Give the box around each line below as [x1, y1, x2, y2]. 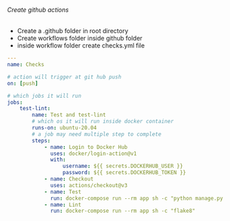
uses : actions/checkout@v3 [50, 182, 128, 189]
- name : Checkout [43, 176, 94, 182]
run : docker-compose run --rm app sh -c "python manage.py [50, 195, 224, 202]
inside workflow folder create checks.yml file [17, 41, 145, 50]
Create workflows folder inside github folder [17, 34, 143, 43]
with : [50, 156, 67, 163]
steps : [32, 137, 51, 144]
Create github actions [7, 6, 69, 14]
